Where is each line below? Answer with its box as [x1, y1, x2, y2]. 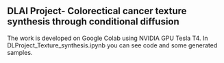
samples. [7, 48, 33, 56]
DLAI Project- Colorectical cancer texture [7, 5, 187, 17]
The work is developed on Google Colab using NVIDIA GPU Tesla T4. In [7, 34, 208, 42]
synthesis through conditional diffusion [7, 16, 179, 28]
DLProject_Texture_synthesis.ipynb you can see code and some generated [7, 41, 218, 49]
